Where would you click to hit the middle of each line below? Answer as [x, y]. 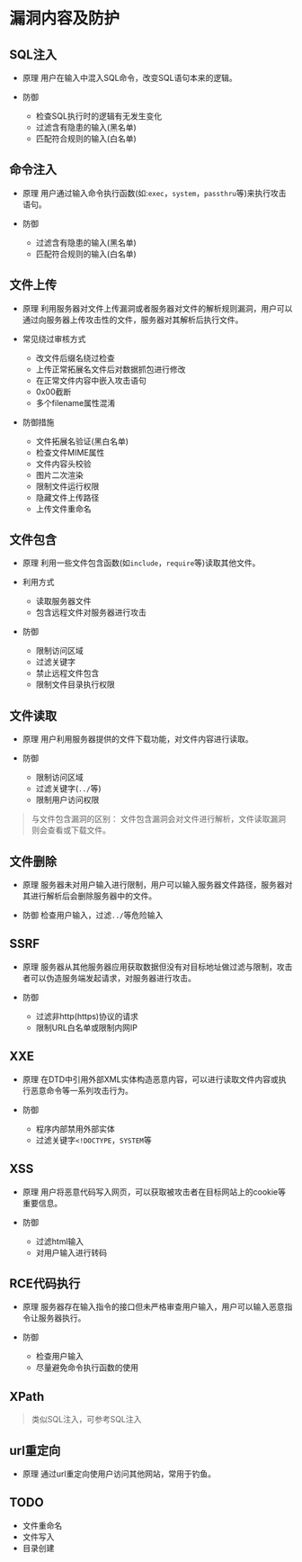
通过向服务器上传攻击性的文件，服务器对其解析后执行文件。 [133, 320]
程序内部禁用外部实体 [75, 1129]
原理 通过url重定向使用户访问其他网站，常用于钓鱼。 [119, 1474]
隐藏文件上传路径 [67, 497]
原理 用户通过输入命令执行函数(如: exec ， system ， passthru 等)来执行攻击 [154, 193]
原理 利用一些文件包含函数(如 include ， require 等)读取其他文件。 [141, 563]
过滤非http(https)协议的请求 [87, 1016]
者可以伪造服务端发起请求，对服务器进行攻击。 [109, 978]
